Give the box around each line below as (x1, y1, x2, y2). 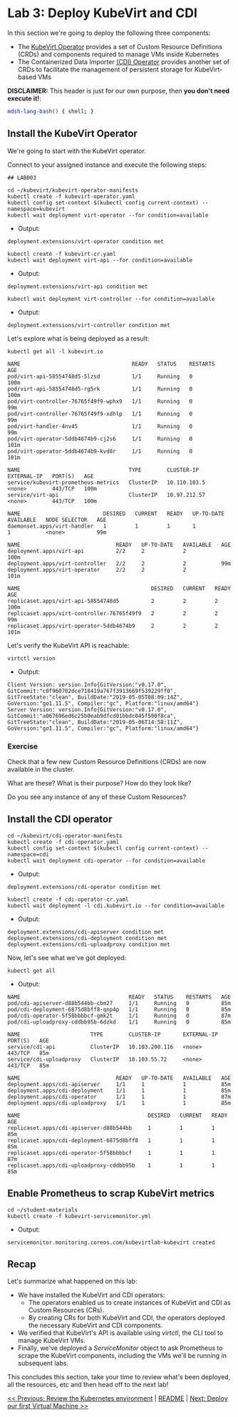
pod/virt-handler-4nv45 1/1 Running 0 (7, 423, 193, 430)
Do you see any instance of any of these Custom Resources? (7, 793, 187, 801)
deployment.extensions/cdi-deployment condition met (7, 934, 167, 942)
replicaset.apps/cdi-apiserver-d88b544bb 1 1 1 (7, 1124, 215, 1131)
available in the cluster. (7, 765, 75, 773)
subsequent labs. (17, 1359, 69, 1368)
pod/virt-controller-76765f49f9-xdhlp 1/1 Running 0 (7, 410, 193, 418)
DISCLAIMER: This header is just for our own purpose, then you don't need (7, 86, 230, 95)
